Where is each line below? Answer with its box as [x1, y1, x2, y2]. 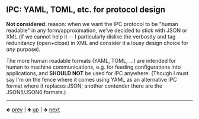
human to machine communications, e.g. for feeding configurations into [6, 63, 181, 70]
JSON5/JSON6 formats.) [6, 88, 66, 95]
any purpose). [6, 46, 41, 53]
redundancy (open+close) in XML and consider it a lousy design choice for [6, 39, 188, 46]
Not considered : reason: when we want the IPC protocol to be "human [6, 20, 179, 27]
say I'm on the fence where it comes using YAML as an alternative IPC [6, 76, 177, 83]
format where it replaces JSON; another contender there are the [6, 82, 163, 89]
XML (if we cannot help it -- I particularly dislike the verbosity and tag [6, 33, 176, 40]
